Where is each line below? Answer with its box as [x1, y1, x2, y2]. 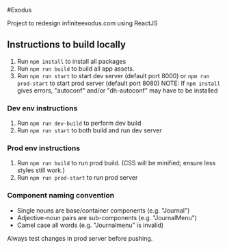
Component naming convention [7, 191, 115, 200]
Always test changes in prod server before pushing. [7, 234, 153, 242]
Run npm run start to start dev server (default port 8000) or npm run [16, 71, 210, 80]
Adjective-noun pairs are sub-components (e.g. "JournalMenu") [16, 213, 197, 222]
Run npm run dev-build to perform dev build [16, 119, 142, 128]
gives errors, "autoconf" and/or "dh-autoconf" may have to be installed [16, 86, 218, 95]
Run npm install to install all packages [16, 57, 126, 65]
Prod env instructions [7, 143, 81, 153]
